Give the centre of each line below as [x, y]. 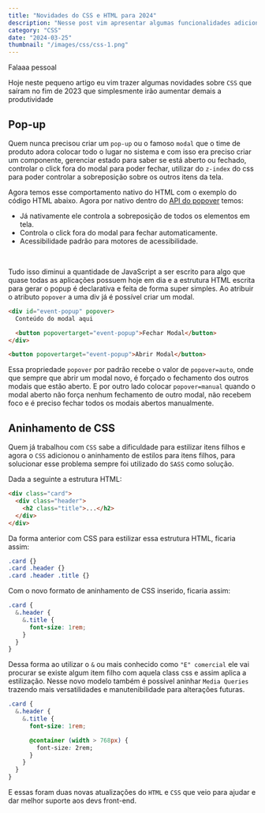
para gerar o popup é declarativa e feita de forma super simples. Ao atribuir [131, 288]
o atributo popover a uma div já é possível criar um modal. [101, 296]
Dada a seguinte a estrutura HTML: [65, 480]
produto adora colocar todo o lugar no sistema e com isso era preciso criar [130, 152]
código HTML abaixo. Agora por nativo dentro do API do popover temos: [126, 200]
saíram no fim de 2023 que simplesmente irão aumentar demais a [115, 91]
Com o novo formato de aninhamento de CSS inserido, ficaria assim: [119, 591]
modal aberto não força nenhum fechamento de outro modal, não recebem [130, 395]
